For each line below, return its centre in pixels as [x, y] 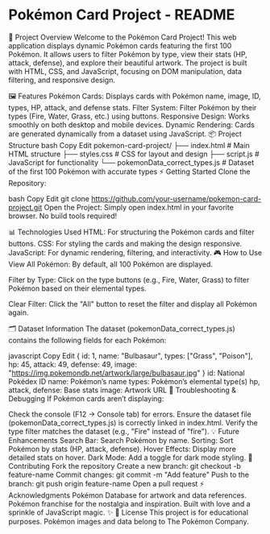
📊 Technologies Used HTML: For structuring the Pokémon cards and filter [132, 232]
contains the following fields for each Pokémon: [87, 340]
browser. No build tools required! [63, 216]
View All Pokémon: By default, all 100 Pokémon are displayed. [111, 264]
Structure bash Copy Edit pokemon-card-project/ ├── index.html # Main [129, 145]
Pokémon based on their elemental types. [77, 288]
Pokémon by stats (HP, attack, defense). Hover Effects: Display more [122, 449]
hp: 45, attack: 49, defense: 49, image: [73, 364]
